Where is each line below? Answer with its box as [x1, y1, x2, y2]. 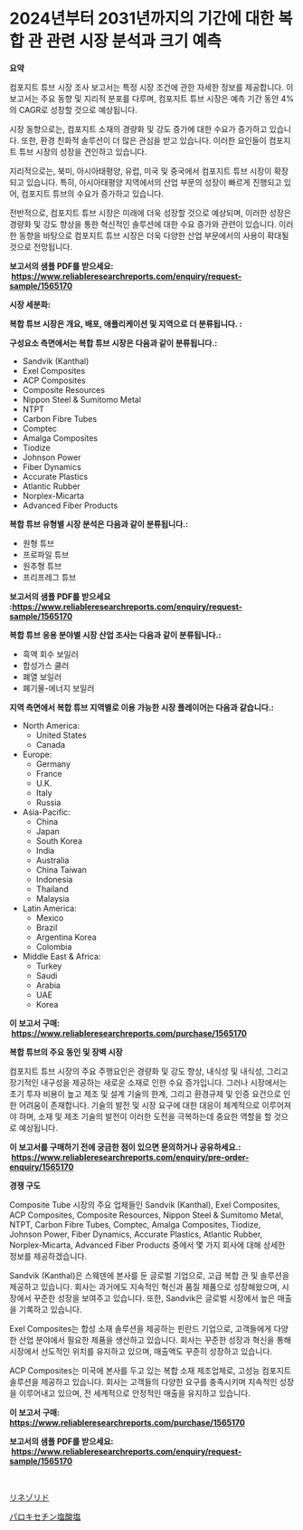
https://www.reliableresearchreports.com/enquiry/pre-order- [11, 1152, 250, 1162]
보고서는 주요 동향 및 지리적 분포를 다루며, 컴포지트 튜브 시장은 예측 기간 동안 [9, 92, 279, 104]
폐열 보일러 [22, 671, 62, 682]
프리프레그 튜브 [22, 571, 77, 582]
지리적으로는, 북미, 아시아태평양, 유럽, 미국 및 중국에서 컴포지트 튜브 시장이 [9, 165, 272, 177]
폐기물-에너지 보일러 [22, 683, 95, 693]
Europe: [22, 749, 52, 760]
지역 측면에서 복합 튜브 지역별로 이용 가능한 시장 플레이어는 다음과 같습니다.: [9, 702, 274, 712]
